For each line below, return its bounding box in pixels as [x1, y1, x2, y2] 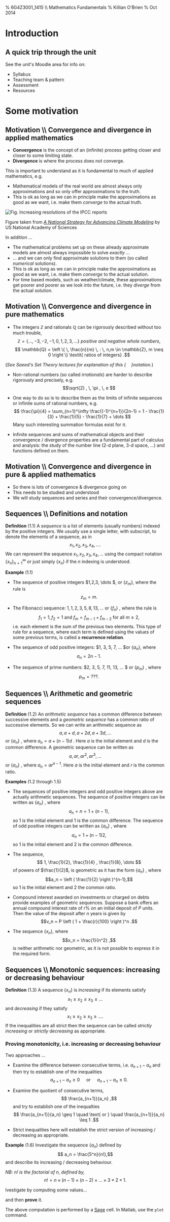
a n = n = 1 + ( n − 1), [69, 808, 110, 816]
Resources [12, 88, 36, 93]
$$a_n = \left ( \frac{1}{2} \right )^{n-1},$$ [45, 876, 133, 882]
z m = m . [80, 594, 98, 601]
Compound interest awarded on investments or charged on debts [12, 894, 150, 900]
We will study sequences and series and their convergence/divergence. [12, 494, 163, 501]
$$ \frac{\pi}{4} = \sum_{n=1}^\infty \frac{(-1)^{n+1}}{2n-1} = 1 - [13, 408, 148, 414]
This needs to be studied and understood [12, 489, 99, 495]
